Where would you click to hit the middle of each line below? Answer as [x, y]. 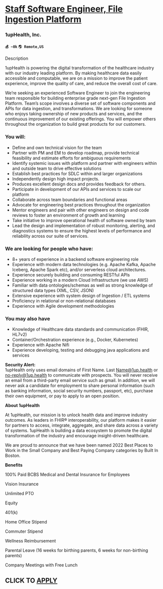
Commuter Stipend [24, 531]
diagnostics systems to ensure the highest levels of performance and [81, 230]
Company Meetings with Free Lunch [41, 565]
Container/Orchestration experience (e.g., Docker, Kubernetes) [75, 340]
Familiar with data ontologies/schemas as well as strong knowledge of [82, 285]
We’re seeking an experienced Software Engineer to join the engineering [78, 93]
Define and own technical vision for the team [57, 147]
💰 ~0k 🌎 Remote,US [24, 47]
